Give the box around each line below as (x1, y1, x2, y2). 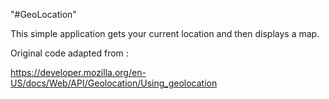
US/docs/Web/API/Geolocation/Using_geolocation (10, 77, 218, 89)
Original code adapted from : (10, 47, 129, 59)
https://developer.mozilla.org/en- (10, 67, 147, 78)
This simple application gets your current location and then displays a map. (10, 28, 320, 39)
